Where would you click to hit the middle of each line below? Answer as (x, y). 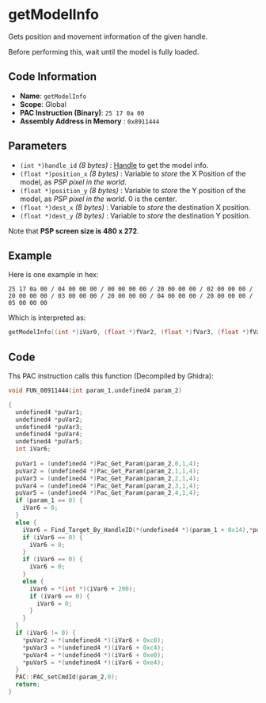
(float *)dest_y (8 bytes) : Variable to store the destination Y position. (135, 215)
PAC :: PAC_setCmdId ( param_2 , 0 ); (67, 677)
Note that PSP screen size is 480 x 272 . (74, 230)
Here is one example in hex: (53, 275)
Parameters (38, 146)
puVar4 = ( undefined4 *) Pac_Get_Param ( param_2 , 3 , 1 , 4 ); (108, 486)
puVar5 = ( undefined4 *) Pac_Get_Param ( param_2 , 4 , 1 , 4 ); (108, 493)
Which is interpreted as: (47, 317)
